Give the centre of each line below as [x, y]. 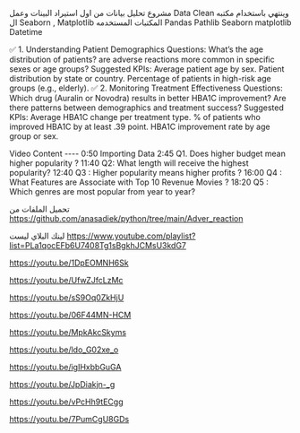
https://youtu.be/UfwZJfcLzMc [66, 280]
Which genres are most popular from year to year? [102, 191]
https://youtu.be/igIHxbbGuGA [65, 367]
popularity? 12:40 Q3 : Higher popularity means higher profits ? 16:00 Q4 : [146, 173]
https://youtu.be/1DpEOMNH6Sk [69, 263]
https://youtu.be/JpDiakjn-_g [62, 384]
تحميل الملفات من [39, 209]
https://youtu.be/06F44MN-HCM [70, 315]
